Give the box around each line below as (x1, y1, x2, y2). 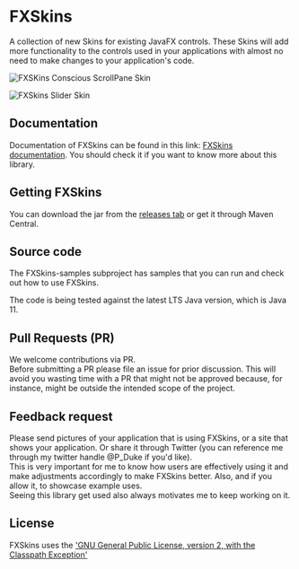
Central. (9, 218, 39, 229)
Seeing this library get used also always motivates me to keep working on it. (9, 490, 291, 500)
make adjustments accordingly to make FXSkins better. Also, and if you (9, 471, 272, 481)
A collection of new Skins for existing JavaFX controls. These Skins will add (9, 36, 289, 47)
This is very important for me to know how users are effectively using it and (9, 461, 289, 472)
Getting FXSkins (9, 185, 102, 200)
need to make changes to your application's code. (9, 55, 195, 66)
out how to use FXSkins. (9, 277, 99, 288)
